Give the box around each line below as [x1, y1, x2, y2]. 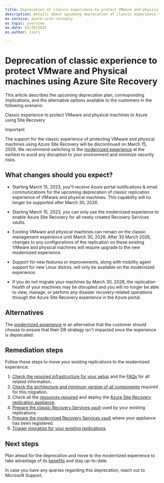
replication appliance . [12, 399, 56, 405]
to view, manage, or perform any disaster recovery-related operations [12, 289, 153, 295]
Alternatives [5, 309, 44, 317]
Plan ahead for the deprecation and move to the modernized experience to [5, 453, 155, 459]
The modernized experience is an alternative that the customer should [5, 321, 146, 327]
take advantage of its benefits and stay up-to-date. [5, 458, 108, 464]
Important [5, 126, 25, 132]
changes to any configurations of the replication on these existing [12, 239, 144, 245]
